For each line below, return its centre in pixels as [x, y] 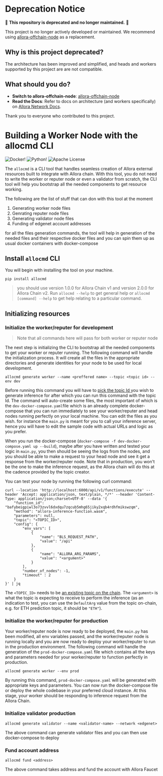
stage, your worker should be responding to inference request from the [76, 696]
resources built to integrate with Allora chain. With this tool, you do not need [81, 174]
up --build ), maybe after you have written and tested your [92, 446]
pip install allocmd [26, 279]
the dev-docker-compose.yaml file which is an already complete [67, 406]
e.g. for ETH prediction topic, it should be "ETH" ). [54, 608]
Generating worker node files [41, 208]
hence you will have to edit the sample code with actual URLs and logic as [79, 426]
